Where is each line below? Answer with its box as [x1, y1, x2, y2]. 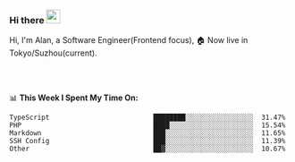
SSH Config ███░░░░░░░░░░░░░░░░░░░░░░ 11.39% [9, 137, 286, 146]
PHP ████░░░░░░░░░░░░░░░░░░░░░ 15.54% [9, 121, 286, 130]
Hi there [9, 13, 45, 26]
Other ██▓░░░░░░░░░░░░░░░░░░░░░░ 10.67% [9, 144, 286, 154]
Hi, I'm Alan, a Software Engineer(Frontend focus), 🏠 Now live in [9, 35, 249, 46]
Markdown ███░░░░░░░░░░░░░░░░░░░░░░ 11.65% [9, 129, 286, 138]
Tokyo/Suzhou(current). [9, 47, 97, 58]
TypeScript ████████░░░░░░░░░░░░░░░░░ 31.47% [9, 113, 286, 123]
